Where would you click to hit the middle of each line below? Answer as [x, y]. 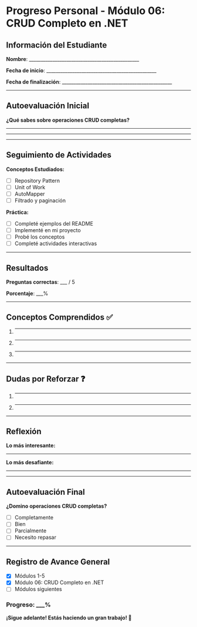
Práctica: [18, 212]
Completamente [34, 518]
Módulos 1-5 [30, 576]
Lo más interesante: [31, 445]
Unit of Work [30, 187]
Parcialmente [30, 531]
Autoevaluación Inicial [48, 106]
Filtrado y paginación [40, 200]
